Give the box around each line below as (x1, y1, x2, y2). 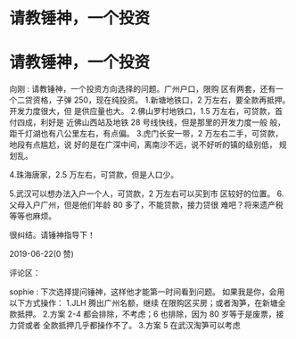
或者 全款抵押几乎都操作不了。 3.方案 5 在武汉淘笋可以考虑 (24, 320, 241, 331)
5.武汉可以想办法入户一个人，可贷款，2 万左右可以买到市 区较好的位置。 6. (9, 188, 284, 199)
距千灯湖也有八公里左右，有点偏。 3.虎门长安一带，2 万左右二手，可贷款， (9, 128, 284, 139)
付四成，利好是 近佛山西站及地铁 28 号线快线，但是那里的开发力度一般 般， (9, 117, 285, 128)
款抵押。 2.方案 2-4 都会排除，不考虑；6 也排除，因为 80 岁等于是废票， (9, 309, 276, 319)
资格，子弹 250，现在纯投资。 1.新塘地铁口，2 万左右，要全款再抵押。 (32, 95, 291, 105)
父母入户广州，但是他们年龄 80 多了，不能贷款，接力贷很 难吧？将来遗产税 (9, 200, 284, 211)
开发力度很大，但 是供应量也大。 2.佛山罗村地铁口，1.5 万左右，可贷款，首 (9, 106, 284, 117)
